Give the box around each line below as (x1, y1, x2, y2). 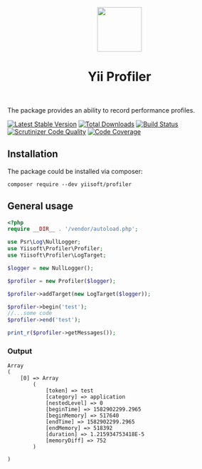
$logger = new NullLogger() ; (7, 264, 94, 272)
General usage (7, 200, 73, 212)
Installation (7, 148, 58, 160)
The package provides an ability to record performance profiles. (7, 105, 196, 114)
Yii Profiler (87, 68, 151, 85)
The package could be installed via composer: (7, 167, 144, 175)
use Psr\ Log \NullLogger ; (7, 239, 81, 246)
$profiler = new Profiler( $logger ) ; (7, 277, 116, 284)
